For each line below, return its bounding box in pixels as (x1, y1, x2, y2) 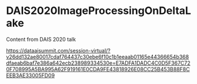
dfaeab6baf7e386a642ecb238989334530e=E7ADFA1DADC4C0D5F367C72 (6, 60, 191, 66)
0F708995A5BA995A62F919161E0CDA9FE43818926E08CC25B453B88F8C (6, 65, 190, 72)
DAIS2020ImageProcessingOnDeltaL (6, 4, 191, 17)
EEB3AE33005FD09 (6, 72, 55, 79)
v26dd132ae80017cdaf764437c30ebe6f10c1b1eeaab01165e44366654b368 (6, 53, 189, 60)
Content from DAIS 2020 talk (6, 36, 76, 43)
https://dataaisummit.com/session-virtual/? (6, 47, 111, 54)
